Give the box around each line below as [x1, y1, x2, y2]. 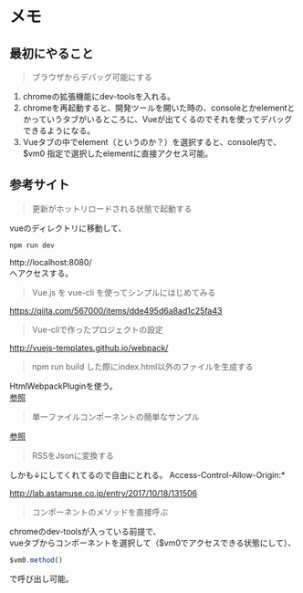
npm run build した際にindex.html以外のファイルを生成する [31, 360, 254, 372]
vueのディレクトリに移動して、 [9, 223, 127, 234]
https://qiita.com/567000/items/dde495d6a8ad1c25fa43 [9, 305, 223, 316]
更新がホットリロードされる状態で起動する [31, 203, 193, 213]
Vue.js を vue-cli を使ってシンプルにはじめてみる [31, 286, 216, 297]
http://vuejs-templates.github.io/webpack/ [9, 342, 169, 353]
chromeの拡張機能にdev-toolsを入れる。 [22, 91, 176, 101]
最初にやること [9, 46, 94, 61]
